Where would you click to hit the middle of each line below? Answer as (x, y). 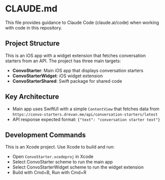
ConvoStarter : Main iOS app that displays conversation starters (78, 70)
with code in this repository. (34, 27)
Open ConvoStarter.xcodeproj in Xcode (53, 157)
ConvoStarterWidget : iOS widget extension (58, 76)
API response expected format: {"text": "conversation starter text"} (86, 119)
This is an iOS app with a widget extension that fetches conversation (76, 55)
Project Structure (32, 44)
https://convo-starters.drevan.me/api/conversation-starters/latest (85, 114)
